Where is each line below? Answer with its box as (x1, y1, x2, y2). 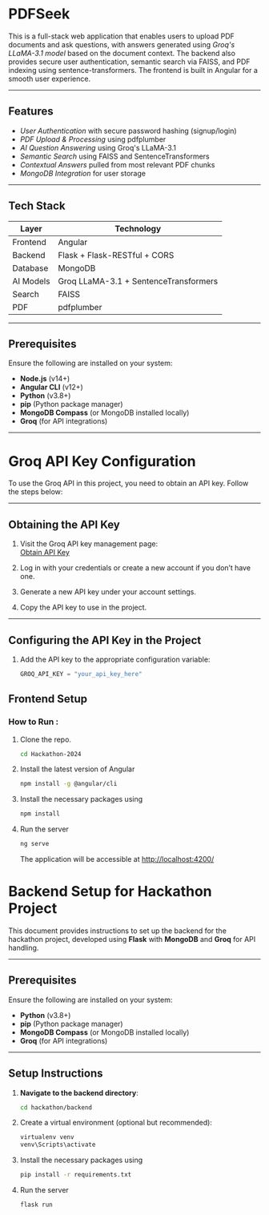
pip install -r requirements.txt (19, 1171, 132, 1179)
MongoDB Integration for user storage (19, 168, 147, 178)
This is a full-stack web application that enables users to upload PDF (8, 31, 235, 41)
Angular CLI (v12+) (19, 382, 84, 392)
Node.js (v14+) (19, 374, 70, 384)
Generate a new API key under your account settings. (19, 587, 196, 597)
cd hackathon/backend (19, 1103, 92, 1112)
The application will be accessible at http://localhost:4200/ (19, 855, 215, 863)
